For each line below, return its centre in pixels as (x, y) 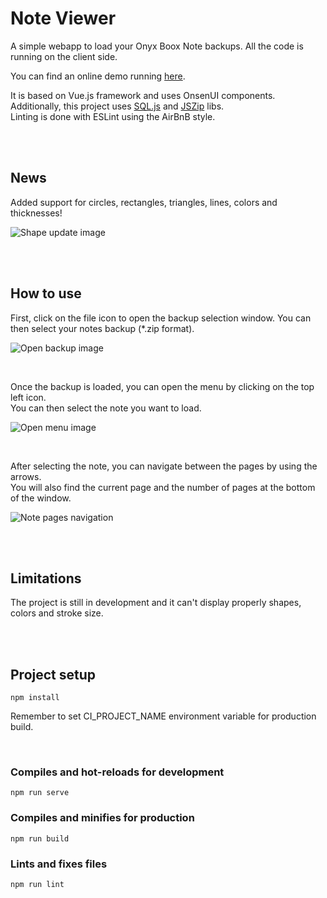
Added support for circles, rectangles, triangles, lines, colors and (144, 202)
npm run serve (40, 793)
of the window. (41, 498)
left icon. (28, 397)
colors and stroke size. (57, 613)
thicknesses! (36, 213)
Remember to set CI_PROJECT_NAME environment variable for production (163, 716)
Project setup (53, 674)
